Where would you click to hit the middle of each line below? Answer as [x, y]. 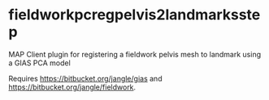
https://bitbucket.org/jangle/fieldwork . [72, 87]
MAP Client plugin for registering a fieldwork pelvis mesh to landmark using [135, 54]
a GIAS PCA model [39, 63]
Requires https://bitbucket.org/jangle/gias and [85, 78]
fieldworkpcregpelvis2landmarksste [134, 15]
